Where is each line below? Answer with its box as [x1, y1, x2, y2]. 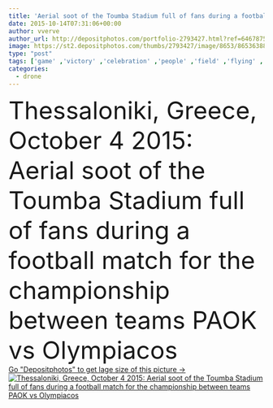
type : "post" [8, 50, 53, 58]
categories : [8, 65, 49, 73]
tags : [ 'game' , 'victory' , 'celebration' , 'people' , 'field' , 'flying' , [8, 58, 264, 66]
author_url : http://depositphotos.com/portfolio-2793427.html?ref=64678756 [8, 34, 271, 43]
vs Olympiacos [8, 334, 178, 366]
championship [8, 274, 171, 306]
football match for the [8, 245, 256, 276]
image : [8, 42, 31, 50]
